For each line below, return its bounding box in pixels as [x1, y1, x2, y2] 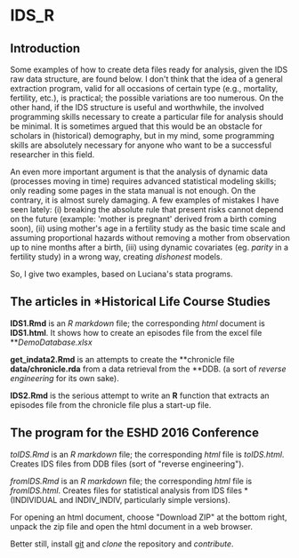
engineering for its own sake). [10, 372, 119, 383]
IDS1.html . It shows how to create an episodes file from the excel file [10, 327, 263, 338]
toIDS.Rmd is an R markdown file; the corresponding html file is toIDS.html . [10, 449, 285, 459]
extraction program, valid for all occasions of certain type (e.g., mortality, [10, 84, 279, 93]
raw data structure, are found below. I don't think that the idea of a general [10, 74, 283, 84]
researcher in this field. [10, 149, 95, 160]
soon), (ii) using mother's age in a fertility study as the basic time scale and [10, 223, 286, 234]
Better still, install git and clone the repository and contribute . [10, 538, 234, 549]
